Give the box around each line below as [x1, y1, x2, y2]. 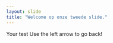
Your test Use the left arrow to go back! [6, 30, 103, 37]
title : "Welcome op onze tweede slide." [6, 14, 108, 20]
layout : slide [6, 8, 42, 15]
